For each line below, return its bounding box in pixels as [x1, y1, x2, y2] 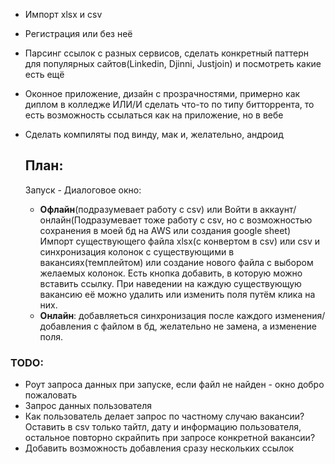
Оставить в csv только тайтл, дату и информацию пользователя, [24, 421, 302, 433]
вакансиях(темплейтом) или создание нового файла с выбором [39, 256, 314, 268]
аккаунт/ [259, 203, 297, 215]
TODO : [10, 355, 44, 369]
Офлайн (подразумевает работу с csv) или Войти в [39, 203, 258, 215]
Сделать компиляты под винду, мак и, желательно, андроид [24, 129, 284, 140]
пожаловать [24, 389, 78, 401]
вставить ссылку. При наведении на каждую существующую [39, 277, 302, 289]
